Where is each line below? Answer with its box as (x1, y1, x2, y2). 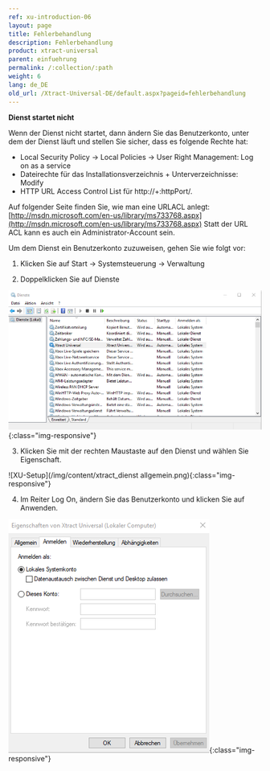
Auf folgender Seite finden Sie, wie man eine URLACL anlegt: (8, 202, 211, 211)
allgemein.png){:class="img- (140, 470, 235, 480)
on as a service (19, 161, 71, 170)
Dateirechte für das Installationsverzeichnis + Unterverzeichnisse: (19, 169, 239, 178)
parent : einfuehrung (8, 55, 78, 64)
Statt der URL (203, 219, 248, 228)
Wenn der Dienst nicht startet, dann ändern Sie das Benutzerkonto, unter (8, 128, 250, 137)
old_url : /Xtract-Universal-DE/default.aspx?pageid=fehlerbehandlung (8, 89, 247, 97)
